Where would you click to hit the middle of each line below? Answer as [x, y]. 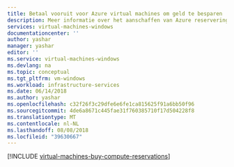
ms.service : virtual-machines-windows [63, 59]
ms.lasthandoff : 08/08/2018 [48, 130]
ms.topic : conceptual [39, 72]
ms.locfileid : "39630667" [45, 136]
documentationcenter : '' [43, 33]
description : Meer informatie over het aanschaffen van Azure [99, 20]
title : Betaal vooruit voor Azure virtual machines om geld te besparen [115, 14]
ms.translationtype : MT [42, 117]
